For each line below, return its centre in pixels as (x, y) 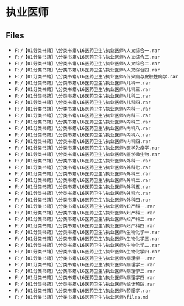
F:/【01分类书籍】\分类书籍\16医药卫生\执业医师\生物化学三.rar (87, 239)
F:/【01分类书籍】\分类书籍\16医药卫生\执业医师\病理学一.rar (85, 258)
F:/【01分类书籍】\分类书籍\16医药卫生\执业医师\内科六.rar (83, 135)
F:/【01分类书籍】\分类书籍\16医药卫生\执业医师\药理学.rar (83, 291)
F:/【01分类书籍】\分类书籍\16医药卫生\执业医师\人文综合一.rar (87, 51)
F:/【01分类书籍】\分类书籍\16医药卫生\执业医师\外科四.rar (83, 200)
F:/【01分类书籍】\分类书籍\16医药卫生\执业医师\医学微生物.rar (87, 155)
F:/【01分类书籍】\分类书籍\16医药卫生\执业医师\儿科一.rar (83, 83)
